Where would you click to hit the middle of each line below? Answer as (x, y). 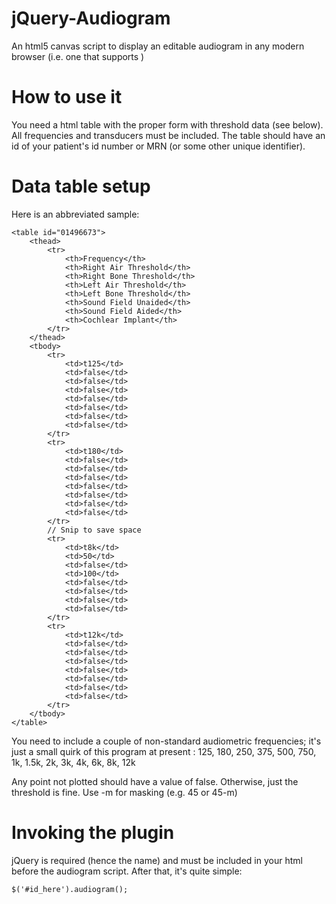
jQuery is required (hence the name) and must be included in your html (157, 860)
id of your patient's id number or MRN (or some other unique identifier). (158, 146)
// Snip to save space (94, 530)
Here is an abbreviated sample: (75, 214)
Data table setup (81, 186)
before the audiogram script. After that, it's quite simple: (127, 871)
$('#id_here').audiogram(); (70, 889)
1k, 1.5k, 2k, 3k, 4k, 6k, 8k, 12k (73, 762)
